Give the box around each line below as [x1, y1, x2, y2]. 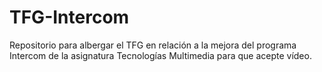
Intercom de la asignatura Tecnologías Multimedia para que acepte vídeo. [9, 49, 312, 61]
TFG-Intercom [9, 6, 130, 29]
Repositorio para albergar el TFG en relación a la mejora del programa [9, 39, 297, 51]
